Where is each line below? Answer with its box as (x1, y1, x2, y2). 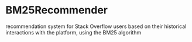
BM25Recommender (5, 3, 108, 17)
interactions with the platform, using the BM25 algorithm (5, 29, 142, 36)
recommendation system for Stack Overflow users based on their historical (5, 23, 187, 30)
